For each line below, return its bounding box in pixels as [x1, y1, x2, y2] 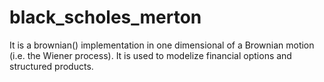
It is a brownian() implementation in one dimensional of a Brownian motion [9, 39, 315, 51]
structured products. [9, 60, 94, 72]
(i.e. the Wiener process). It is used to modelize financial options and [9, 49, 292, 61]
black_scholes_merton [9, 6, 202, 29]
